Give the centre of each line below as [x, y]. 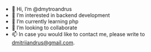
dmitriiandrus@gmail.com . [43, 43]
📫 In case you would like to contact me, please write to [78, 34]
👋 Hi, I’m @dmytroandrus [42, 9]
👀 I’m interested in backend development [61, 15]
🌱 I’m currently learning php [45, 21]
